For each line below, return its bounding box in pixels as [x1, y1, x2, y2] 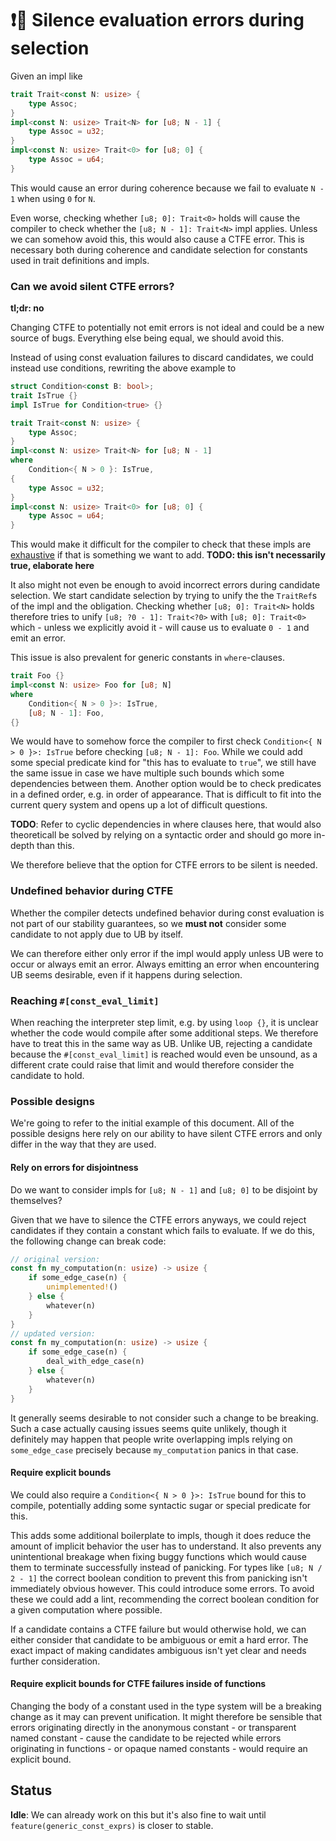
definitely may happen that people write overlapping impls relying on [10, 1433, 293, 1445]
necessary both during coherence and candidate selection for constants [10, 243, 308, 256]
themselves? [10, 1194, 63, 1206]
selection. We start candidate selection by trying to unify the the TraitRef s [10, 590, 318, 602]
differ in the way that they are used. [10, 1138, 157, 1151]
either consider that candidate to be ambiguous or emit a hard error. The [10, 1633, 309, 1646]
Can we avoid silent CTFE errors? [10, 279, 175, 293]
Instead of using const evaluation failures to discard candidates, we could [10, 352, 314, 364]
